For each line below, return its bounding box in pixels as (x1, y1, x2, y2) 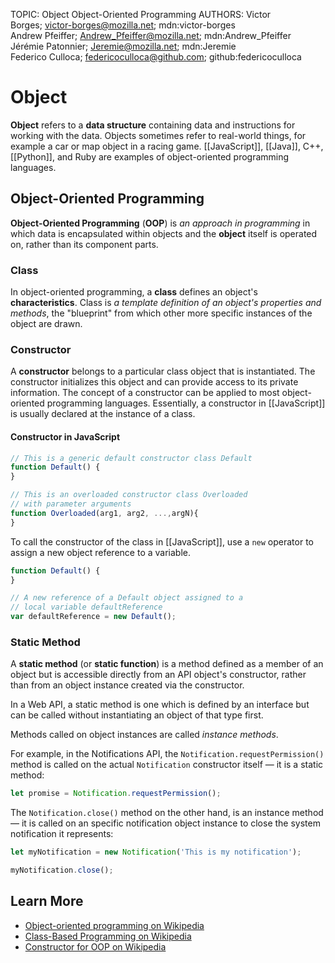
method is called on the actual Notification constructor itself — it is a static (10, 759, 324, 771)
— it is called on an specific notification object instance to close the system (10, 817, 321, 829)
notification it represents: (10, 828, 114, 840)
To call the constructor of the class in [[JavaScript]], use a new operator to (10, 535, 314, 548)
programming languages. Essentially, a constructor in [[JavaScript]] (46, 397, 326, 409)
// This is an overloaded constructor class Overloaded (10, 490, 248, 500)
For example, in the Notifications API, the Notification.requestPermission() (10, 748, 325, 760)
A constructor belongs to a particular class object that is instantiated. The (10, 365, 316, 378)
